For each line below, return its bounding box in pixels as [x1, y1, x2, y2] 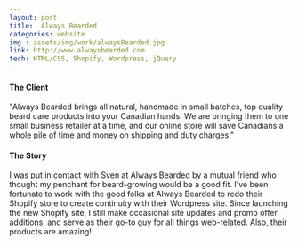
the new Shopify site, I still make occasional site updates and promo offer [9, 208, 278, 218]
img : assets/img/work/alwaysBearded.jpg [9, 37, 165, 47]
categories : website [9, 29, 86, 38]
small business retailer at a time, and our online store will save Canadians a [9, 121, 284, 131]
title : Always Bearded [9, 21, 98, 30]
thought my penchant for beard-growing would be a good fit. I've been [9, 179, 269, 190]
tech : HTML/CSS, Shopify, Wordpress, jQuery [9, 54, 177, 63]
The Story [9, 150, 47, 161]
